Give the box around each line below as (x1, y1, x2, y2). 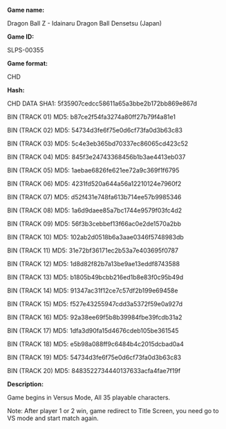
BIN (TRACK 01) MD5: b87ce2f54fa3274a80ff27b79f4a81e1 (7, 113, 176, 121)
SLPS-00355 (7, 46, 44, 54)
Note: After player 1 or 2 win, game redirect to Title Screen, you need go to (7, 407, 219, 415)
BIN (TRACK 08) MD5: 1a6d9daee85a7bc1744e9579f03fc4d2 (7, 206, 182, 214)
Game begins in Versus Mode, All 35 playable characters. (7, 393, 171, 401)
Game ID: (7, 32, 35, 41)
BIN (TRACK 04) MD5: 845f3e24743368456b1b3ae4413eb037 (7, 153, 186, 161)
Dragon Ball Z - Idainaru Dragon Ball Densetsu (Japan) (7, 19, 162, 27)
